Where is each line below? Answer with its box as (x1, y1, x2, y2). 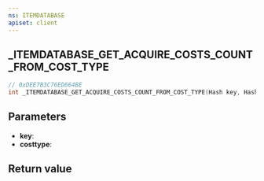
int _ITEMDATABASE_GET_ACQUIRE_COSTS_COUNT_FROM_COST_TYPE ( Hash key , (8, 88, 241, 97)
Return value (8, 162, 72, 175)
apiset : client (8, 19, 58, 27)
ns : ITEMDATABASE (8, 11, 65, 20)
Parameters (8, 110, 67, 124)
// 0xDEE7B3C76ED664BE (8, 81, 82, 89)
